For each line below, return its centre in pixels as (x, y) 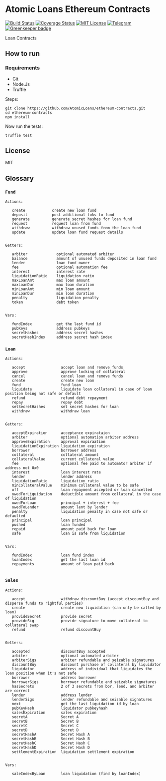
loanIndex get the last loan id (59, 560)
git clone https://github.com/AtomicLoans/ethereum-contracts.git (75, 108)
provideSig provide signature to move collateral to (80, 621)
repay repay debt (47, 402)
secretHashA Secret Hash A (51, 734)
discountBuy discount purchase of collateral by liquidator (86, 664)
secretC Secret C (45, 726)
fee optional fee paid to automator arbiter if (82, 464)
